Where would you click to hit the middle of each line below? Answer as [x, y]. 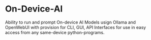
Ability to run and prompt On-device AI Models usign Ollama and [71, 22]
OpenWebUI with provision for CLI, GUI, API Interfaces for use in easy [75, 27]
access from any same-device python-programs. [55, 32]
